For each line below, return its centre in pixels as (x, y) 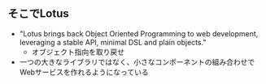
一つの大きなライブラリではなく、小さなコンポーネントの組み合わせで (137, 61)
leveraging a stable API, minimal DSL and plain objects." (113, 42)
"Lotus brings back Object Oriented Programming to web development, (139, 33)
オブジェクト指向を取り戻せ (78, 52)
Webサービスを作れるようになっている (84, 72)
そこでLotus (39, 14)
